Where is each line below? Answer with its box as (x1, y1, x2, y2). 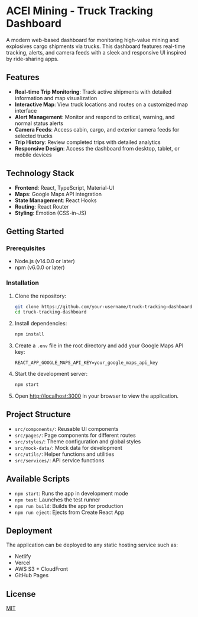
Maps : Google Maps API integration (14, 190, 102, 197)
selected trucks (14, 132, 53, 139)
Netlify (14, 553, 31, 560)
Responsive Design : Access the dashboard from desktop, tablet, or (14, 145, 180, 152)
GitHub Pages (14, 572, 49, 579)
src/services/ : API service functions (14, 456, 105, 463)
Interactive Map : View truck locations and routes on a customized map (14, 101, 188, 108)
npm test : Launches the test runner (14, 496, 100, 503)
